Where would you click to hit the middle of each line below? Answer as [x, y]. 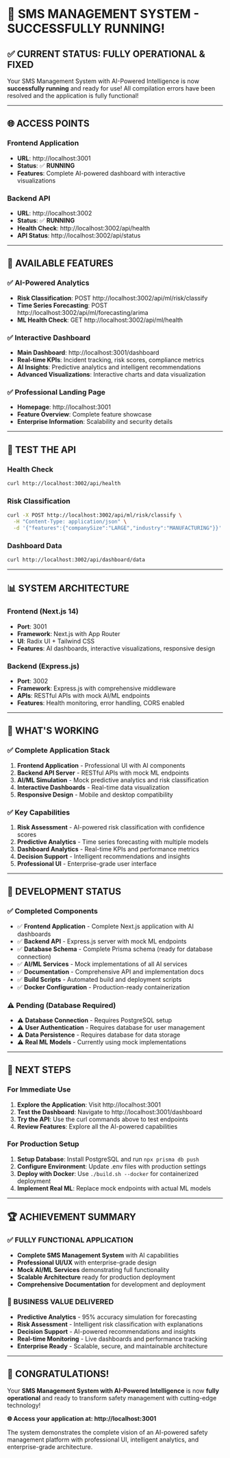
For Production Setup [43, 1144]
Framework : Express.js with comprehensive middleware [96, 688]
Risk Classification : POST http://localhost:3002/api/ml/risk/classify [112, 298]
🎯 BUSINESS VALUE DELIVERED [61, 1302]
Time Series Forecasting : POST [62, 305]
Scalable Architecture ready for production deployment [96, 1277]
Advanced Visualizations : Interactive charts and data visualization [111, 374]
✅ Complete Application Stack [59, 751]
